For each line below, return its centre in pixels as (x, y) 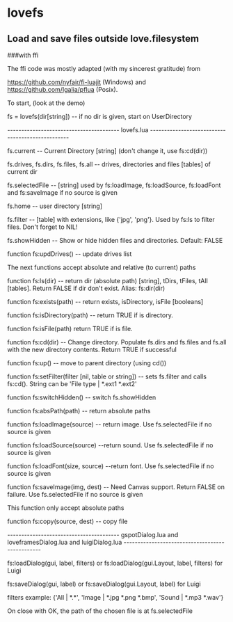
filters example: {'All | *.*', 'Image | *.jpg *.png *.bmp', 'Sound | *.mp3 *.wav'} (115, 597)
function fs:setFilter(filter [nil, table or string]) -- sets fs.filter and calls (107, 376)
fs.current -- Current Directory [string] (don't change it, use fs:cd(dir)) (107, 151)
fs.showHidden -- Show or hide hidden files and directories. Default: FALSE (115, 240)
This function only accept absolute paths (66, 508)
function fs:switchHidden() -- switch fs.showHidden (82, 397)
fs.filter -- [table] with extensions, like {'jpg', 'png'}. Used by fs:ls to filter (111, 220)
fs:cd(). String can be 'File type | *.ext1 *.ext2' (72, 384)
